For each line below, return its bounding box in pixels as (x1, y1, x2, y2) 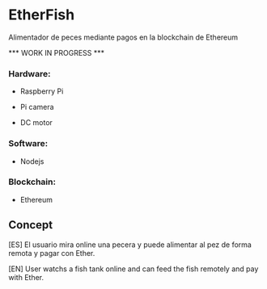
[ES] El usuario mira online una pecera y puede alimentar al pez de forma (8, 240, 252, 249)
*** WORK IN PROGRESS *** (8, 48, 105, 57)
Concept (8, 218, 53, 232)
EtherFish (8, 6, 75, 24)
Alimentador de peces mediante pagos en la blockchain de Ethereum (8, 32, 239, 42)
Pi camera (19, 103, 54, 112)
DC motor (19, 118, 53, 128)
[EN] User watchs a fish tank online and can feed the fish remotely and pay (8, 264, 259, 274)
